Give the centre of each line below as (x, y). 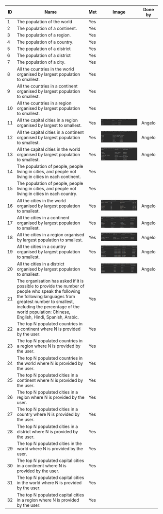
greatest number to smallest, (45, 301)
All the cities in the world (41, 200)
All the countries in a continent (47, 86)
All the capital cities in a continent (50, 132)
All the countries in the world (45, 69)
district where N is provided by (48, 431)
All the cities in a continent (43, 217)
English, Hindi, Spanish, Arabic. (48, 317)
